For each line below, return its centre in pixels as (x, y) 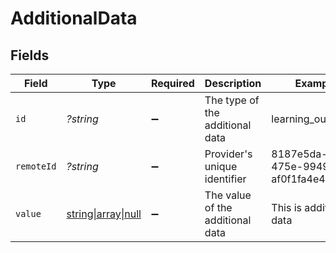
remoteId (36, 166)
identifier (225, 179)
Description (233, 83)
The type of (232, 100)
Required (172, 83)
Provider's (228, 154)
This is (287, 207)
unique (221, 166)
